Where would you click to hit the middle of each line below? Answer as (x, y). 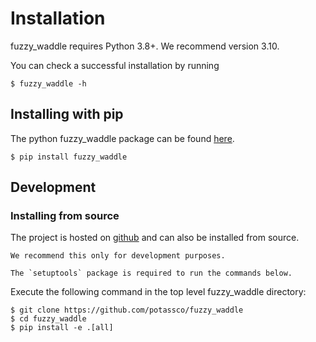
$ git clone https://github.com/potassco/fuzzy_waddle (127, 310)
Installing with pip (67, 114)
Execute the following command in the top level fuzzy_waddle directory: (158, 292)
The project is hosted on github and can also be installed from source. (155, 238)
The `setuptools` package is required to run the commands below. (151, 273)
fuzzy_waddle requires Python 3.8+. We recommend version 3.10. (145, 46)
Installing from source (65, 216)
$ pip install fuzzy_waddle (69, 157)
